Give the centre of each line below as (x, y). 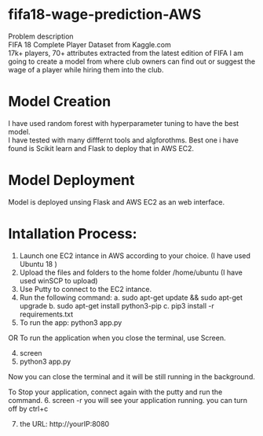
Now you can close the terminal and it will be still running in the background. (131, 376)
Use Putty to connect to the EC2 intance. (86, 289)
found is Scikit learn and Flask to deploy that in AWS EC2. (101, 148)
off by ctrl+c (28, 408)
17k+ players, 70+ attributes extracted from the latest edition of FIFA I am (126, 53)
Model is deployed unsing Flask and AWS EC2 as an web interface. (117, 201)
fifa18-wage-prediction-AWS (105, 15)
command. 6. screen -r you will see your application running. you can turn (128, 400)
